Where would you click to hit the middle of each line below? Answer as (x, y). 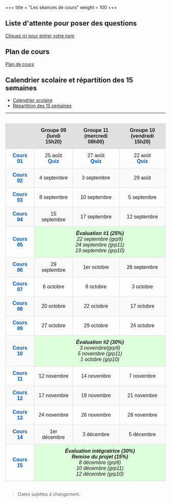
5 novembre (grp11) (100, 354)
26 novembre (96, 415)
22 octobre (96, 306)
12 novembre (53, 376)
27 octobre (54, 326)
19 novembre (96, 396)
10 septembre (96, 197)
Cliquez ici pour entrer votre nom (40, 36)
